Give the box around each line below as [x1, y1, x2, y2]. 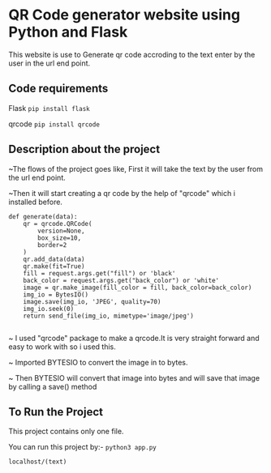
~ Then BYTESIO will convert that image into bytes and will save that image [8, 373, 260, 382]
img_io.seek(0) [23, 305, 75, 313]
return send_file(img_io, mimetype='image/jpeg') [23, 312, 195, 320]
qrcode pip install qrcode [8, 119, 100, 129]
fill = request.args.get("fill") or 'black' [23, 269, 176, 277]
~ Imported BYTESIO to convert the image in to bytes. [8, 357, 188, 367]
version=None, [37, 227, 85, 235]
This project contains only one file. [8, 427, 124, 437]
